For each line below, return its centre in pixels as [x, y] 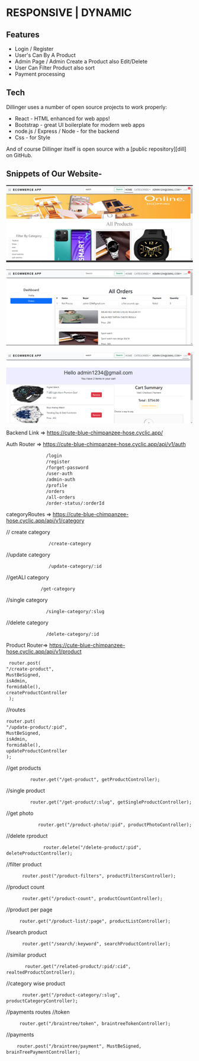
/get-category [58, 589]
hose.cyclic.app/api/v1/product [44, 652]
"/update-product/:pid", [37, 728]
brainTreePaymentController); [44, 1052]
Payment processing [40, 74]
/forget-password [67, 468]
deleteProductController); [39, 854]
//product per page [29, 910]
